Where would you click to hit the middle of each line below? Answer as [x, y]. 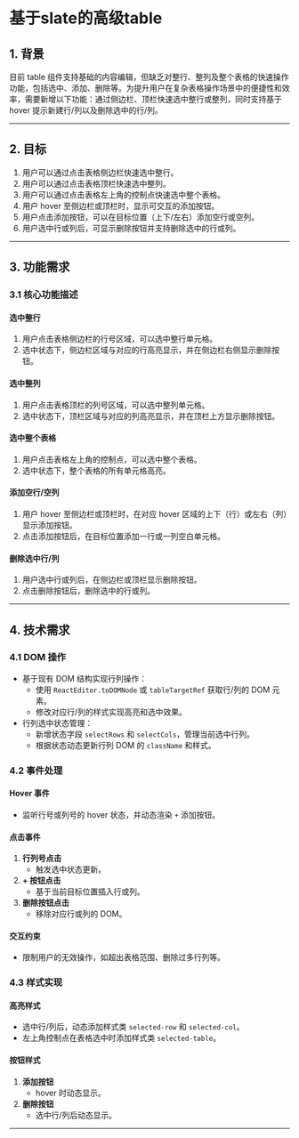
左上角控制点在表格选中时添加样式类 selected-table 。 [121, 1038]
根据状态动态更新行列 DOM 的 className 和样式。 [125, 745]
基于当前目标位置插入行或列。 [90, 892]
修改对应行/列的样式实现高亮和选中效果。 [111, 712]
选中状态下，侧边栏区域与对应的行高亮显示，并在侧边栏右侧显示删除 [147, 350]
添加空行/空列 [34, 492]
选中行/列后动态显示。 [76, 1115]
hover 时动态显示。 [70, 1093]
